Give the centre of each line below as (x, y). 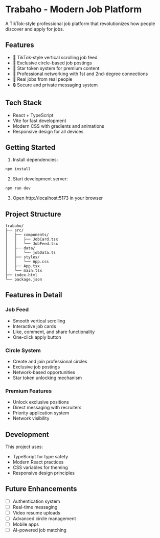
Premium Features (29, 391)
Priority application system (41, 413)
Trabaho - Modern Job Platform (74, 9)
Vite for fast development (39, 121)
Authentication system (36, 501)
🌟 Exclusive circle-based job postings (52, 63)
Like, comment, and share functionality (54, 332)
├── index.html (21, 275)
